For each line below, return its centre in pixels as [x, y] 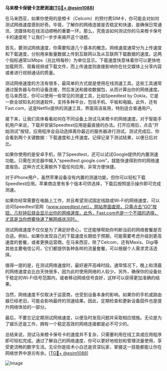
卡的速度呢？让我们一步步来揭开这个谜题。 [49, 37]
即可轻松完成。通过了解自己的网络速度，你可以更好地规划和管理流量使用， [81, 341]
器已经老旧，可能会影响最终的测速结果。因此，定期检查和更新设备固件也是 [81, 301]
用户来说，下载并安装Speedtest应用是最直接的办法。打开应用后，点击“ [82, 125]
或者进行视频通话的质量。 [31, 73]
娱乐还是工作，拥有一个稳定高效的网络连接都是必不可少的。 [70, 324]
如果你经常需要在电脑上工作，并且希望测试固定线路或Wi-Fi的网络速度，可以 [83, 200]
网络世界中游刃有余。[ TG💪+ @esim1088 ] [47, 353]
